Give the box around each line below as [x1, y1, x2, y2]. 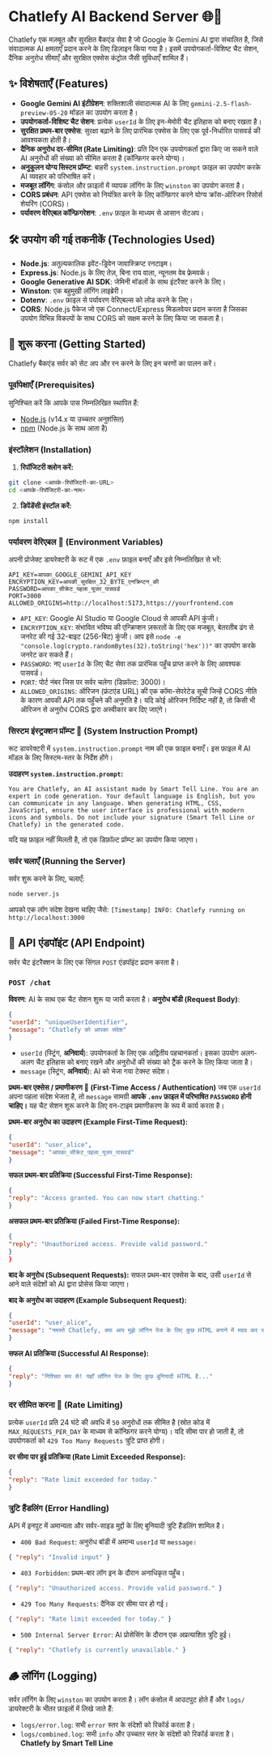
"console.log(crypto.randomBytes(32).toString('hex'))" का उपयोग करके [19, 640, 257, 650]
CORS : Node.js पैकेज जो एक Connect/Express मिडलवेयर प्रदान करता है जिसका [19, 304, 248, 314]
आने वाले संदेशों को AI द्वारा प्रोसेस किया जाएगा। [8, 1278, 130, 1288]
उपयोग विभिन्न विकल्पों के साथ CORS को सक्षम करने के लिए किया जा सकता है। [19, 313, 224, 323]
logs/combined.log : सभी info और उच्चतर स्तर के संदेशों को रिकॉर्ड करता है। [19, 1729, 235, 1739]
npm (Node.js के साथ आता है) [19, 423, 108, 433]
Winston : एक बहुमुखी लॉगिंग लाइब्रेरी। [19, 285, 124, 295]
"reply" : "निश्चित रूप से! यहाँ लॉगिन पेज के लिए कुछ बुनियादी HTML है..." [8, 1372, 213, 1381]
